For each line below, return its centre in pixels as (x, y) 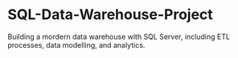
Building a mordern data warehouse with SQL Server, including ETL (119, 37)
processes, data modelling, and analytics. (76, 44)
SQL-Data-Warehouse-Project (111, 15)
